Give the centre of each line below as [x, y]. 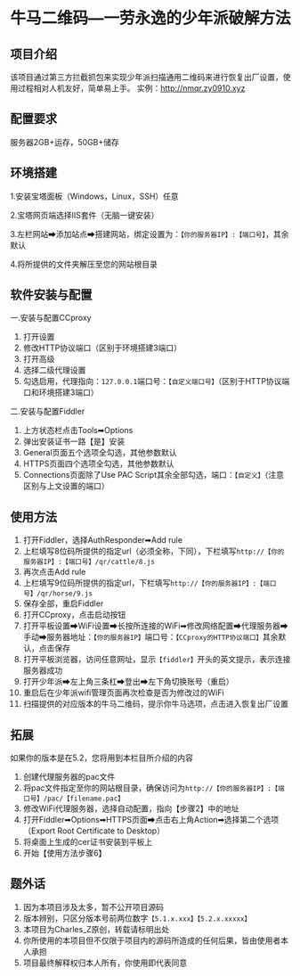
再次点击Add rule [54, 572]
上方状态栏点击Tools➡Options [78, 431]
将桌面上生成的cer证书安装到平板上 [88, 842]
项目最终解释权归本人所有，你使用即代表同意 [105, 963]
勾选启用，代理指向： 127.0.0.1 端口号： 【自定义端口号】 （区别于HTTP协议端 [156, 381]
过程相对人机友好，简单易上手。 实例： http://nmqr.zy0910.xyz [131, 88]
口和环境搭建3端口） [61, 392]
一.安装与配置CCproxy [51, 318]
